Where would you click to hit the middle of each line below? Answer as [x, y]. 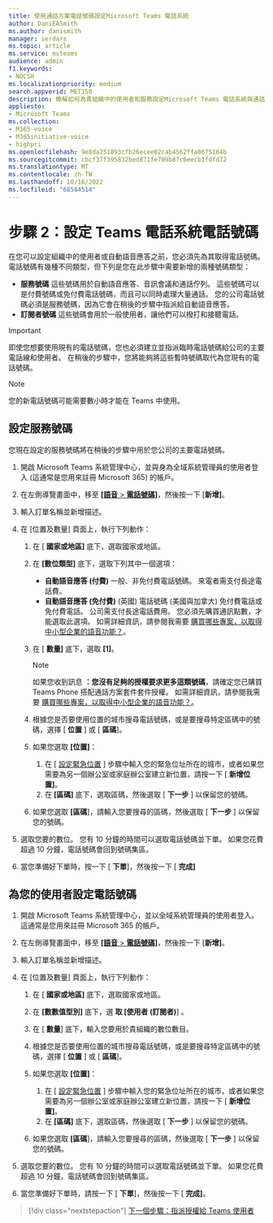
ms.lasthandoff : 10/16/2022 [56, 182]
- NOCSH [22, 76]
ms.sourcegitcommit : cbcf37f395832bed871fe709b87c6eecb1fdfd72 [118, 159]
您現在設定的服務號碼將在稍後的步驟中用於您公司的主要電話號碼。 [119, 449]
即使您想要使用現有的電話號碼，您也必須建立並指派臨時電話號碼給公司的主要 [136, 347]
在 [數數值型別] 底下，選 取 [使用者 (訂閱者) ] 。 [110, 1012]
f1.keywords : [30, 69]
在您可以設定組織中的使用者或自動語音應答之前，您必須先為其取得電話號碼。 [136, 256]
